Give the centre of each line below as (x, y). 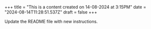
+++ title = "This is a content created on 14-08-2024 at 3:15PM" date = (75, 7)
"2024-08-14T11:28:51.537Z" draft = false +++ (51, 12)
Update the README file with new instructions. (51, 22)
